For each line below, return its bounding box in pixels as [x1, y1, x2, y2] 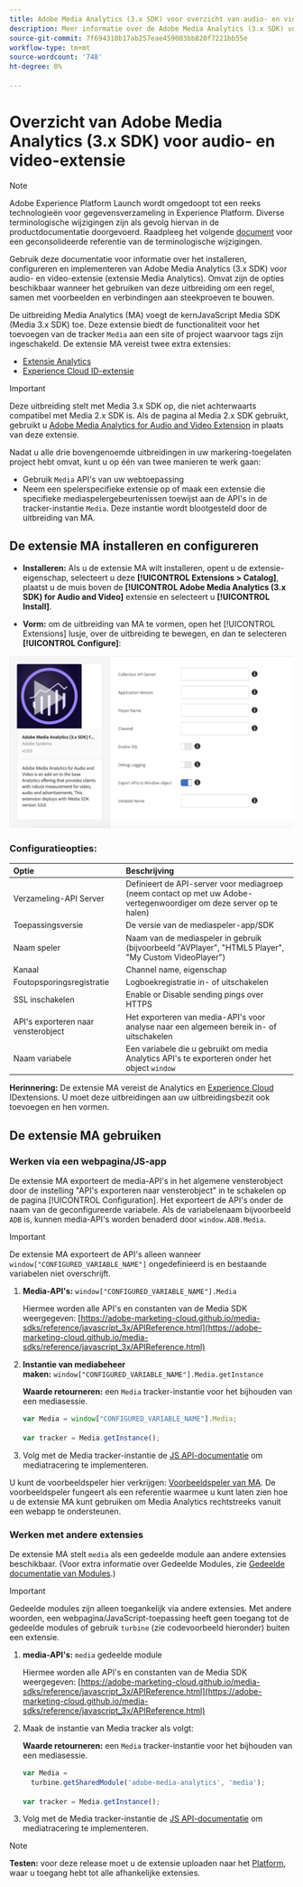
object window [125, 1062, 176, 1073]
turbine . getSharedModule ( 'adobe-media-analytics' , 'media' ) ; [31, 1778, 266, 1787]
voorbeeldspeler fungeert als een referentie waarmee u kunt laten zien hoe [9, 1487, 289, 1497]
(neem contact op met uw [125, 888, 222, 899]
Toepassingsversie [13, 920, 84, 931]
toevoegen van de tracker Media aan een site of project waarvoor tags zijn [9, 328, 284, 339]
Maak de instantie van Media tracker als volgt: [22, 1723, 194, 1733]
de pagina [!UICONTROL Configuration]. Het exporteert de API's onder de [9, 1195, 284, 1206]
